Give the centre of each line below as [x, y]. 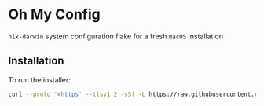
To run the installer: [39, 79]
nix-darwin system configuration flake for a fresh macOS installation [116, 36]
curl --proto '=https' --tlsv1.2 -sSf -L [77, 94]
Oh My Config [54, 15]
